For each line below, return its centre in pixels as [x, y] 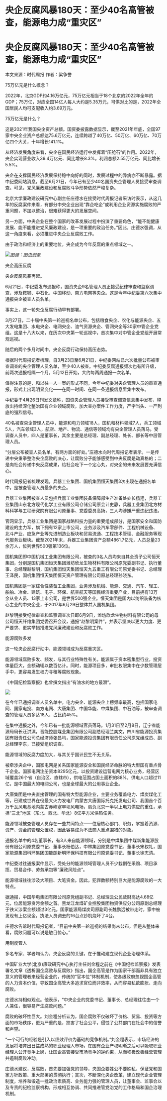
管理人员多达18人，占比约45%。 [47, 715]
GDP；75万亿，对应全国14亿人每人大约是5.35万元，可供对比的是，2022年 [81, 102]
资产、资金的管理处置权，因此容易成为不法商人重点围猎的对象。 [70, 830]
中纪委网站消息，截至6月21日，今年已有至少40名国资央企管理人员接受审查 [81, 182]
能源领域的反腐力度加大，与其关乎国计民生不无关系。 [60, 755]
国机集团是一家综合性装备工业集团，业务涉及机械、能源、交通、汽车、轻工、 [83, 586]
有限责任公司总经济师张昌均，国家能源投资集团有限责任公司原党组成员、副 [85, 738]
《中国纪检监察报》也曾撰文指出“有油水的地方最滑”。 [59, 682]
